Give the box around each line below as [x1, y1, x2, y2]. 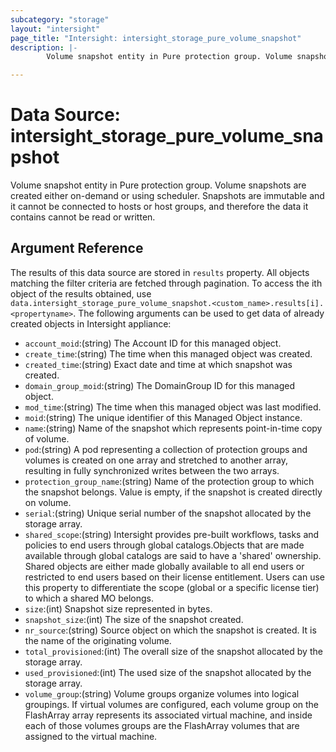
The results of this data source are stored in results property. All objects [10, 266, 310, 278]
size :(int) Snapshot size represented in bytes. [24, 602, 213, 615]
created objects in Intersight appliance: [10, 317, 172, 330]
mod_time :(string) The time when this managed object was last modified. [24, 401, 322, 413]
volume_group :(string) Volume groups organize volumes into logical [24, 687, 300, 700]
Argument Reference [10, 240, 144, 257]
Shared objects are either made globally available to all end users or [24, 560, 305, 572]
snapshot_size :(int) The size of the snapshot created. [24, 613, 244, 625]
